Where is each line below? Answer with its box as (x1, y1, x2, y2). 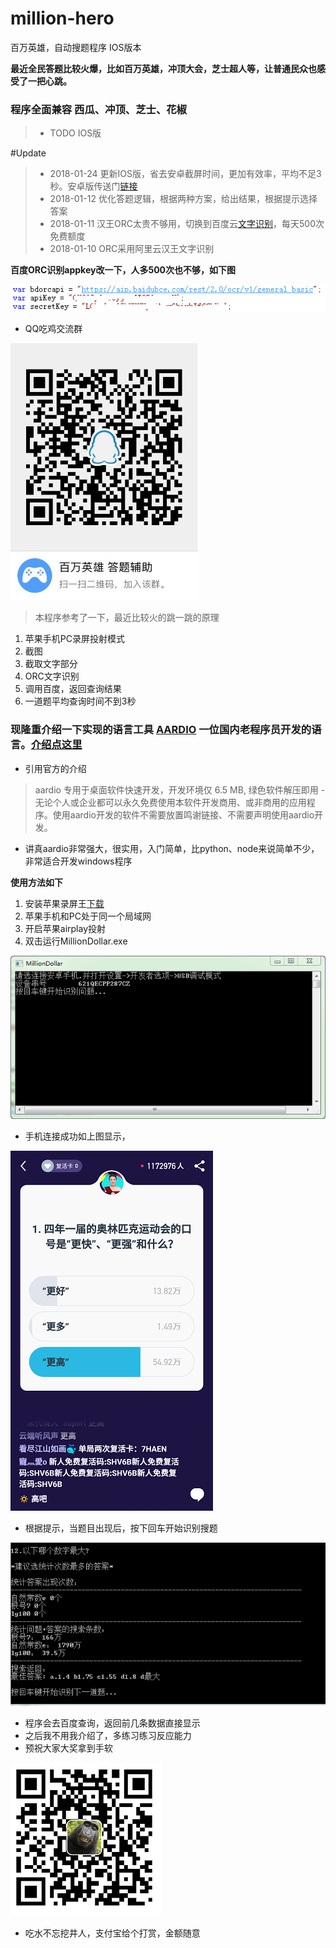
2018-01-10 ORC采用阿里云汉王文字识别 (49, 243, 215, 255)
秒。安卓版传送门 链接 (49, 180, 138, 192)
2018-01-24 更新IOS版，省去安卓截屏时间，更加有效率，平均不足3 (49, 168, 322, 180)
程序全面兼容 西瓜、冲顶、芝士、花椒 (10, 102, 187, 116)
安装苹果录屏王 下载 (24, 897, 105, 909)
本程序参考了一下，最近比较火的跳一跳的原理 (34, 612, 220, 624)
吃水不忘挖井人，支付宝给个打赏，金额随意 (24, 1927, 201, 1939)
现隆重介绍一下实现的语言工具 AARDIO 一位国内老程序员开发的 (10, 723, 312, 737)
